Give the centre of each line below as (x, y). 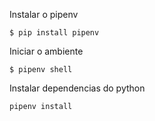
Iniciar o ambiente (46, 51)
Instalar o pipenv (44, 14)
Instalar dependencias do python (77, 88)
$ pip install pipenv (54, 33)
